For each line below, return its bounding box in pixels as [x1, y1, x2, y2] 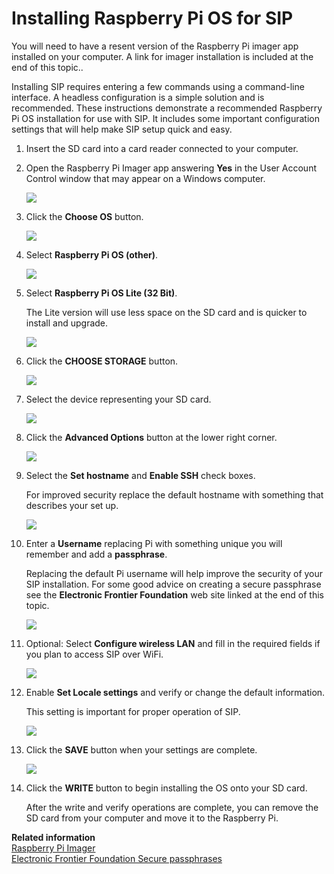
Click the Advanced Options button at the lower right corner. [25, 431, 278, 443]
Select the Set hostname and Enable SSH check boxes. [25, 469, 256, 481]
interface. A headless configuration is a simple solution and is [11, 91, 265, 103]
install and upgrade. [25, 317, 109, 329]
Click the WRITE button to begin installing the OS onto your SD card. [25, 782, 308, 794]
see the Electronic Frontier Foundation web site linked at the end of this [25, 588, 324, 601]
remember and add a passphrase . [25, 548, 168, 560]
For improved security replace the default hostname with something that [25, 488, 324, 501]
